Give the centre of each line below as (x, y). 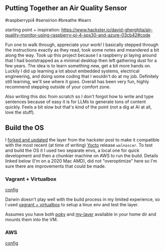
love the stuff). (20, 112)
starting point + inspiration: (33, 30)
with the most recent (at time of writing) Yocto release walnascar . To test (79, 145)
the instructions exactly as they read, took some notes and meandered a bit (82, 50)
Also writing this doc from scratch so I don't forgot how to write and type (79, 96)
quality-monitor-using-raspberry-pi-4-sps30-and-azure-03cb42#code (78, 35)
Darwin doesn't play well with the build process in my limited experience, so (82, 199)
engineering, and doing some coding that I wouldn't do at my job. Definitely (82, 76)
